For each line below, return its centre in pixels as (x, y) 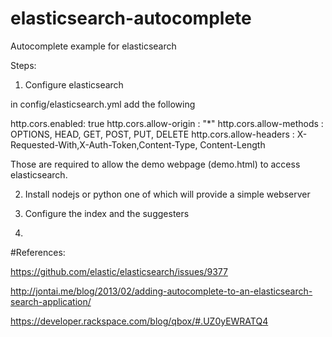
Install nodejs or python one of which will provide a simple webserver (167, 194)
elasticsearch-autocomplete (131, 18)
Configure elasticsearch (74, 84)
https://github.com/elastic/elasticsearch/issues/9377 (119, 271)
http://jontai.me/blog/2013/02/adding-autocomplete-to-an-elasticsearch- (161, 291)
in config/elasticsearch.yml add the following (103, 104)
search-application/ (51, 301)
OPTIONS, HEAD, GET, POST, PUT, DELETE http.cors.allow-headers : (152, 134)
